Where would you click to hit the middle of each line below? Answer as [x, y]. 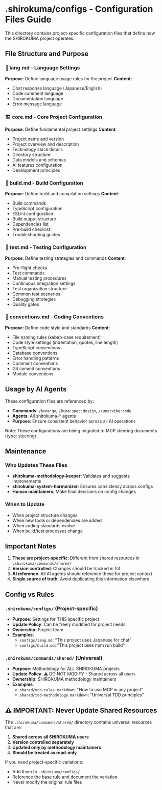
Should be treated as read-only [45, 753]
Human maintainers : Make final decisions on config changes [74, 492]
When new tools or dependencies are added [57, 520]
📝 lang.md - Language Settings [43, 68]
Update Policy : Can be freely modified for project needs [69, 624]
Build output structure [34, 219]
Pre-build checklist [31, 229]
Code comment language [38, 93]
